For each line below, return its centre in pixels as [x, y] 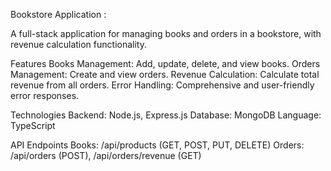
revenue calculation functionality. [78, 44]
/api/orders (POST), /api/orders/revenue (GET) [106, 155]
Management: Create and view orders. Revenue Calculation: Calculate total [165, 74]
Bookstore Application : [58, 14]
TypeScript [33, 125]
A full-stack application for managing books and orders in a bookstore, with [166, 33]
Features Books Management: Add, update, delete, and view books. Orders [165, 63]
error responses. [45, 95]
